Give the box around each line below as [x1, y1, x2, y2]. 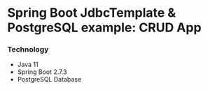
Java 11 [17, 61, 39, 69]
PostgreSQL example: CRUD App [7, 20, 202, 36]
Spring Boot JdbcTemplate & [7, 5, 176, 21]
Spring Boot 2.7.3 [17, 68, 68, 76]
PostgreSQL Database [17, 75, 82, 84]
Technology [7, 45, 49, 54]
